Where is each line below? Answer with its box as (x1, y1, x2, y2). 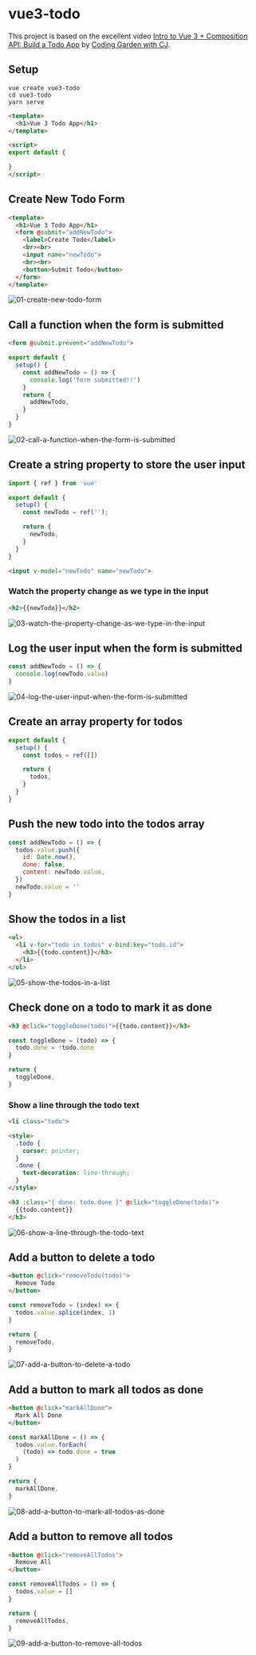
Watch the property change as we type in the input (8, 586, 209, 597)
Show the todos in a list (8, 913, 126, 926)
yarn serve (8, 97, 45, 106)
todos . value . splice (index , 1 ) (15, 1309, 116, 1316)
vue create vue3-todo (8, 84, 81, 92)
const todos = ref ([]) (22, 751, 98, 759)
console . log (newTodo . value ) (15, 670, 109, 679)
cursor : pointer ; (22, 1146, 81, 1154)
